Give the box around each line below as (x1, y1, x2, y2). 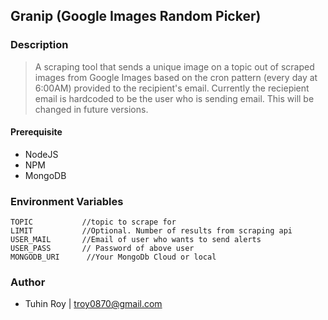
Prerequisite (10, 126, 63, 138)
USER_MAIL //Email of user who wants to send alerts (10, 235, 262, 245)
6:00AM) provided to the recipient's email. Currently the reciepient (34, 82, 310, 94)
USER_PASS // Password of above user (10, 244, 195, 254)
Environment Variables (10, 194, 124, 208)
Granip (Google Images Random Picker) (10, 8, 262, 25)
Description (10, 38, 69, 52)
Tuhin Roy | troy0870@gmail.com (24, 298, 163, 310)
